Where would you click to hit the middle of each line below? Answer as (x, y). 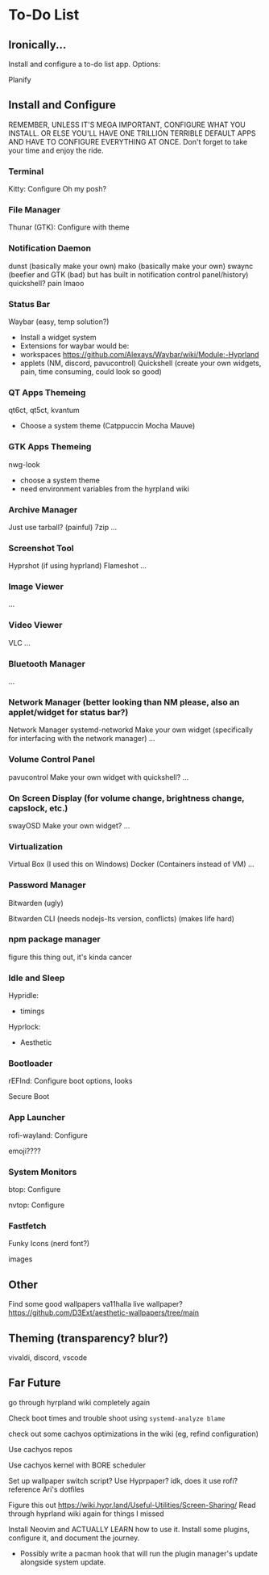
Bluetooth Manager (47, 663)
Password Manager (47, 885)
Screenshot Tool (41, 548)
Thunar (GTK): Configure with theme (69, 227)
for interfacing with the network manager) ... (82, 739)
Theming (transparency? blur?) (89, 1338)
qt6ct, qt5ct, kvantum (44, 411)
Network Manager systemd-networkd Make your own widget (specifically (131, 730)
